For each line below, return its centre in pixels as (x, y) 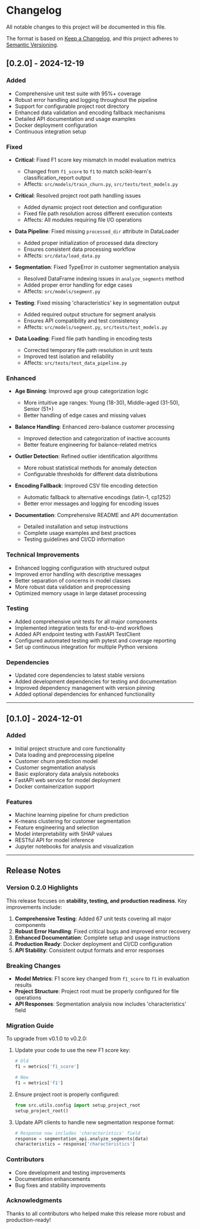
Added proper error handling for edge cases (78, 285)
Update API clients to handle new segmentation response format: (95, 1122)
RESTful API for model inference (54, 840)
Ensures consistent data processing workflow (79, 249)
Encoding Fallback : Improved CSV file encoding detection (86, 486)
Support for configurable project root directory (72, 106)
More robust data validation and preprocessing (72, 587)
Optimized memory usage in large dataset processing (81, 593)
